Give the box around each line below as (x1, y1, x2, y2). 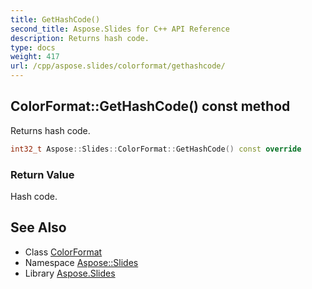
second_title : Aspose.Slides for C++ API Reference (10, 24, 230, 34)
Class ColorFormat (24, 246, 103, 258)
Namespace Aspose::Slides (24, 256, 139, 268)
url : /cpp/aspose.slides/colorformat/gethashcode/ (10, 61, 226, 71)
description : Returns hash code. (10, 33, 150, 43)
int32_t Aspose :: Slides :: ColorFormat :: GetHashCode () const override (10, 144, 302, 154)
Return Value (10, 167, 75, 181)
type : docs (10, 42, 56, 53)
